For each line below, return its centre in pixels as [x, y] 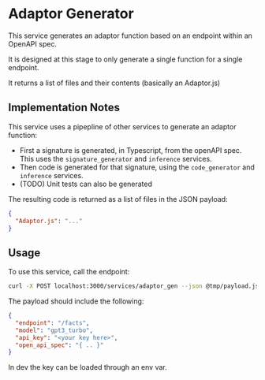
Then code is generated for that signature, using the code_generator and [137, 167]
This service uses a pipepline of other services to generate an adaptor [122, 126]
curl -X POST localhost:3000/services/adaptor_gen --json [105, 286]
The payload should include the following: [76, 301]
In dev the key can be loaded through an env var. [88, 367]
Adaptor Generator [71, 14]
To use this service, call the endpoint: [69, 272]
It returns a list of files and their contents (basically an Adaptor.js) [114, 83]
